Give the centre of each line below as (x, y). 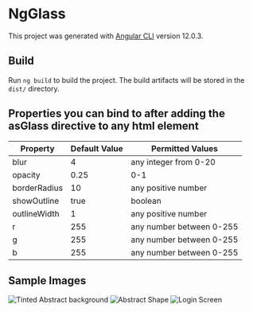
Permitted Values (185, 148)
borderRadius (38, 188)
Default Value (97, 148)
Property (37, 148)
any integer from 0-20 (173, 162)
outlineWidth (36, 213)
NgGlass (37, 14)
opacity (27, 174)
